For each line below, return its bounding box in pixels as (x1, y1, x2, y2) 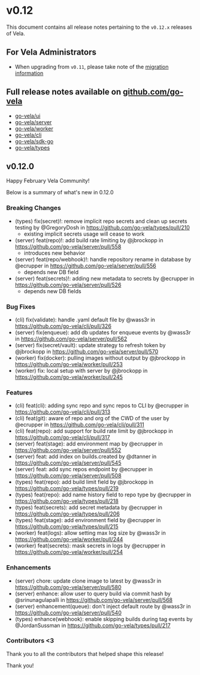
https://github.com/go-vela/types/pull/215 (14, 523, 119, 531)
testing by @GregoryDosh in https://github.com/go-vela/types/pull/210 (14, 224, 190, 231)
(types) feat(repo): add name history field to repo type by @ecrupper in (14, 491, 192, 498)
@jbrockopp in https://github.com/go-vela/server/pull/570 (14, 348, 159, 355)
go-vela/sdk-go (14, 137, 54, 144)
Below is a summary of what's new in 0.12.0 (6, 189, 114, 196)
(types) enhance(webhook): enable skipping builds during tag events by (14, 615, 193, 622)
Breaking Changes (6, 204, 62, 212)
